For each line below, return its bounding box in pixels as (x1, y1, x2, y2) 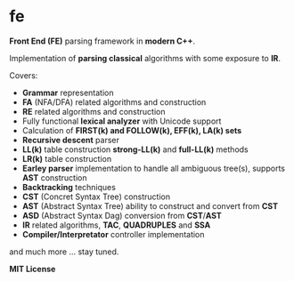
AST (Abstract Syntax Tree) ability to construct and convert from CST (21, 200, 279, 211)
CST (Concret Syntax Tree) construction (21, 191, 171, 202)
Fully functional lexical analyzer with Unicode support (21, 116, 222, 126)
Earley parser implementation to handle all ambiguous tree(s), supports (21, 163, 285, 173)
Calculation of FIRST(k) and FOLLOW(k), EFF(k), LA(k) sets (21, 124, 242, 135)
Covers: (9, 69, 38, 81)
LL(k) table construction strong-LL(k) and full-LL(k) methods (21, 144, 249, 155)
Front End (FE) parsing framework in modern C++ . (9, 36, 196, 46)
